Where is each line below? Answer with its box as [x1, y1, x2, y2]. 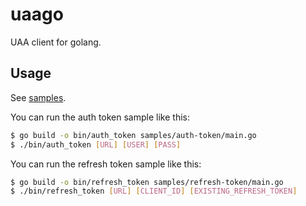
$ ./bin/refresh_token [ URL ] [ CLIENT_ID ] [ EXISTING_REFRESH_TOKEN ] [10, 186, 298, 197]
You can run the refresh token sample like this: [10, 158, 202, 170]
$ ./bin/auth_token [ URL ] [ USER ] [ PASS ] [10, 139, 182, 150]
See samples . [10, 91, 67, 103]
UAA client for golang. [10, 36, 102, 48]
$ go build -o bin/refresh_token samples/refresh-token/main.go [10, 177, 284, 187]
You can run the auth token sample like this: [10, 111, 190, 123]
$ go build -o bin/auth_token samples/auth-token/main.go [10, 130, 257, 140]
